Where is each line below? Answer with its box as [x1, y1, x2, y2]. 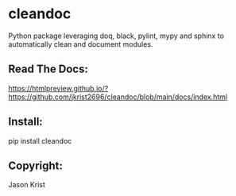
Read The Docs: [8, 63, 89, 76]
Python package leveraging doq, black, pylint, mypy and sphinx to [8, 31, 225, 40]
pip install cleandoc [8, 136, 72, 145]
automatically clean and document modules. [8, 39, 153, 48]
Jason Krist [8, 180, 46, 190]
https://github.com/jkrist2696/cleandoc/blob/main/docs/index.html [8, 92, 228, 102]
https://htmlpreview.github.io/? [8, 83, 109, 93]
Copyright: [8, 159, 64, 172]
